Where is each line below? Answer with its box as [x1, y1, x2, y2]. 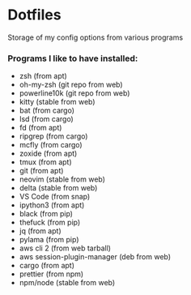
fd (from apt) [19, 123, 62, 133]
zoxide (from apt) [19, 148, 78, 159]
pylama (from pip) [19, 235, 79, 245]
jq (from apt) [19, 226, 62, 236]
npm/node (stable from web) [19, 278, 116, 288]
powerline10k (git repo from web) [19, 88, 130, 98]
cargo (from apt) [19, 261, 74, 271]
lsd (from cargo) [19, 114, 74, 124]
